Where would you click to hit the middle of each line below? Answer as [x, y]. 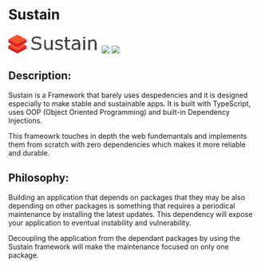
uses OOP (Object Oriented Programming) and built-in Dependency [119, 112]
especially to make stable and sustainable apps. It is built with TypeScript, [130, 103]
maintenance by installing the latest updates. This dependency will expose [130, 214]
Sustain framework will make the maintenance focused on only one [119, 246]
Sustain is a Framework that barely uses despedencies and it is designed [128, 95]
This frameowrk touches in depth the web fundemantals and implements [128, 136]
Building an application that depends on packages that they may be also [127, 197]
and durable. [29, 152]
